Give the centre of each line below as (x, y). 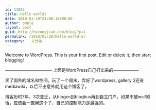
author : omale (19, 23)
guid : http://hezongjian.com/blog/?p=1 (45, 32)
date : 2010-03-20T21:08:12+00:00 (39, 18)
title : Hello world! (26, 14)
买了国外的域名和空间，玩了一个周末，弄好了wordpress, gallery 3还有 (75, 80)
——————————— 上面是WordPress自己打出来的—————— (72, 70)
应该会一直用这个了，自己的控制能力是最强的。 (60, 103)
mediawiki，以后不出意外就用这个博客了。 (47, 86)
